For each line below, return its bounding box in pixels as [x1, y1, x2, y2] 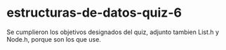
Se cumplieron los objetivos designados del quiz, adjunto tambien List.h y [6, 28, 219, 36]
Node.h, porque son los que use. [6, 35, 101, 43]
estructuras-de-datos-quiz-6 [6, 5, 182, 21]
